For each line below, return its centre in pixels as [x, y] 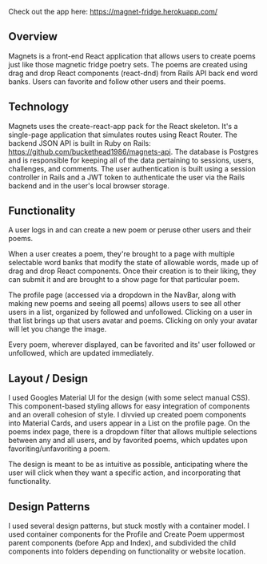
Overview [33, 36]
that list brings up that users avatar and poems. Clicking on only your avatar [133, 320]
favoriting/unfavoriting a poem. [59, 449]
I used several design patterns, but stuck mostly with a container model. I [129, 526]
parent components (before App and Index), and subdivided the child [122, 543]
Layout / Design [48, 379]
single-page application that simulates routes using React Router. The [123, 135]
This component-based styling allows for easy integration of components [129, 406]
